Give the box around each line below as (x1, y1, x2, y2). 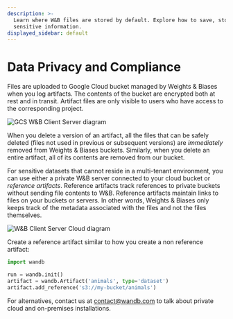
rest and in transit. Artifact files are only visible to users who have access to (7, 97, 224, 105)
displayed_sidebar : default (7, 29, 89, 37)
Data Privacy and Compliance (7, 60, 182, 75)
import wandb (7, 259, 45, 266)
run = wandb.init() (7, 271, 64, 278)
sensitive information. (13, 23, 82, 30)
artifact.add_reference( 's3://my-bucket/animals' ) (7, 284, 157, 291)
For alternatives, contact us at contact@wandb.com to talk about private (7, 296, 214, 305)
